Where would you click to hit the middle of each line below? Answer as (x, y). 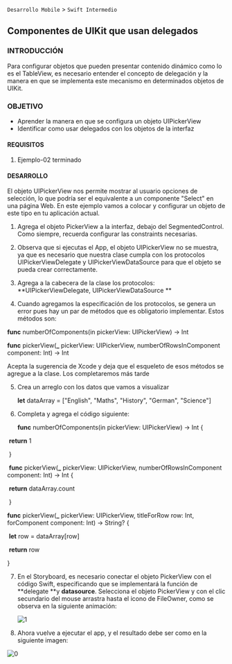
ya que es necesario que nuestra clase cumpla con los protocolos (111, 255)
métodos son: (37, 318)
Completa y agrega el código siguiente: (73, 414)
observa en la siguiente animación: (67, 606)
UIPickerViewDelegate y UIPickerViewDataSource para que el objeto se (119, 262)
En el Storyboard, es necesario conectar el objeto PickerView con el (114, 577)
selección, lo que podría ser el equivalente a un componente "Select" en (110, 198)
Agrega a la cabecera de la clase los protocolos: (86, 283)
